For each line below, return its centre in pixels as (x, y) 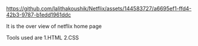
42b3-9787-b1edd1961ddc (39, 15)
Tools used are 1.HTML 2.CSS (43, 37)
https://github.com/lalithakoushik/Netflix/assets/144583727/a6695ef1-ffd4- (99, 9)
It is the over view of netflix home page (54, 26)
